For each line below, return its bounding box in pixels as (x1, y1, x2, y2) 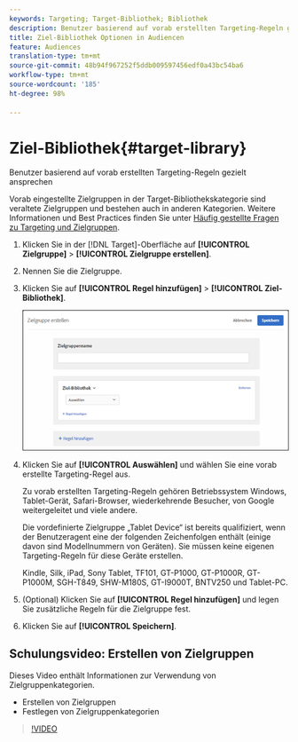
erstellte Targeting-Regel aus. (21, 469, 131, 479)
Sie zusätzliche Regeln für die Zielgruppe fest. (21, 604, 192, 614)
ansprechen (9, 177, 53, 187)
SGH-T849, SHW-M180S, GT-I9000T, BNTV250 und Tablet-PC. (56, 577, 288, 588)
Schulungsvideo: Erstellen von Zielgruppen (9, 646, 255, 661)
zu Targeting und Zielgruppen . (9, 222, 120, 233)
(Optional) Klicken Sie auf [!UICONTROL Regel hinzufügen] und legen (21, 595, 279, 605)
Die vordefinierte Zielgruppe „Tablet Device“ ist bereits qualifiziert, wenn (21, 522, 286, 533)
